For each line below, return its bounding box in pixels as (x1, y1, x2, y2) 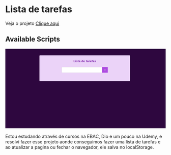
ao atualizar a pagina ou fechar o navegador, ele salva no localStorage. (5, 144, 154, 150)
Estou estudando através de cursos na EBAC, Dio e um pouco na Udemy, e (5, 133, 162, 140)
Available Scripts (5, 35, 60, 44)
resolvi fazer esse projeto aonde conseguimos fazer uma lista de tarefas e (5, 139, 161, 145)
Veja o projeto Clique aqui (5, 20, 60, 26)
